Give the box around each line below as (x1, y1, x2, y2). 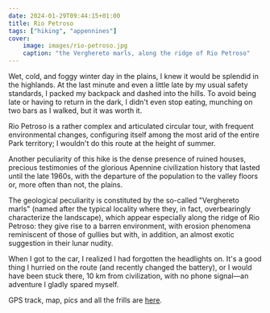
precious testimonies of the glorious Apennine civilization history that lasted (8, 163, 260, 172)
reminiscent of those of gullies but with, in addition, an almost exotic (8, 230, 235, 239)
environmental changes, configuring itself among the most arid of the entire (8, 130, 260, 140)
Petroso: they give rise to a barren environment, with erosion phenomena (8, 221, 251, 231)
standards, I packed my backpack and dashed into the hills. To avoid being (8, 89, 256, 98)
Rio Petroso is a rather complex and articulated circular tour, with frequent (8, 122, 254, 131)
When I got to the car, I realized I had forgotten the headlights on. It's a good (8, 254, 262, 263)
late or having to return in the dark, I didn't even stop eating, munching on (8, 98, 253, 106)
